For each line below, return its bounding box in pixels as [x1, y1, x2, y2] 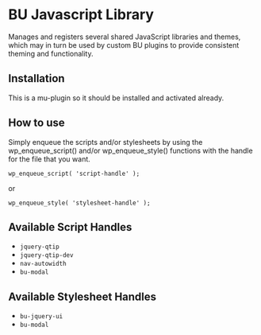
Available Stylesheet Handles [8, 290, 157, 303]
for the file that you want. [8, 154, 91, 164]
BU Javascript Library [8, 6, 155, 24]
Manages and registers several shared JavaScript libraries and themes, [8, 32, 241, 41]
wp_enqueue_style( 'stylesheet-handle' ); [8, 199, 151, 207]
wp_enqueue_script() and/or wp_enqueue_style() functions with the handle [8, 146, 253, 155]
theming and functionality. [8, 49, 94, 58]
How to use [8, 116, 65, 130]
